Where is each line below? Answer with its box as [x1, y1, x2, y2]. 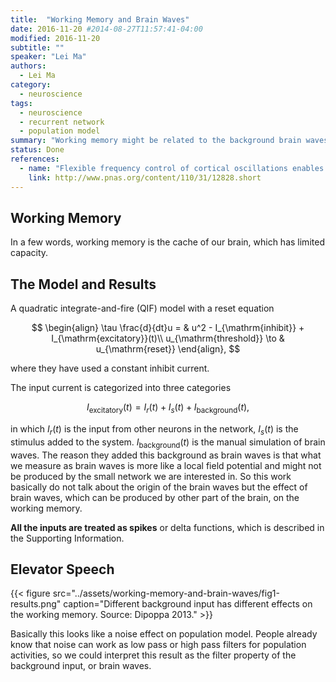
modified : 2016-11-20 [10, 33, 101, 43]
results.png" [10, 598, 62, 610]
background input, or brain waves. [10, 660, 152, 672]
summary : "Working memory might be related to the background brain [10, 136, 302, 146]
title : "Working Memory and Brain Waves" [10, 14, 190, 25]
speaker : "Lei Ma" [10, 52, 87, 62]
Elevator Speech [10, 561, 115, 578]
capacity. [10, 247, 49, 259]
